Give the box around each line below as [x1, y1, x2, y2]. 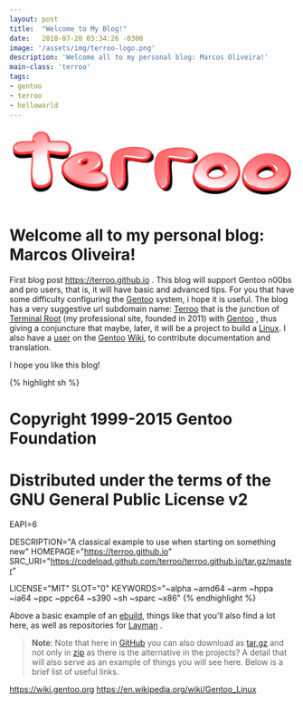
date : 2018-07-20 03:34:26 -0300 [9, 34, 144, 43]
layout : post [9, 15, 59, 24]
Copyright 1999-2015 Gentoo [9, 409, 233, 430]
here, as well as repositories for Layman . [9, 620, 163, 631]
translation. [9, 342, 52, 353]
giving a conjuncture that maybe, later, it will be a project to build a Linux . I [9, 323, 287, 334]
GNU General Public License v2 [9, 489, 249, 510]
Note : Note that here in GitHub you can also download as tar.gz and [31, 638, 285, 649]
